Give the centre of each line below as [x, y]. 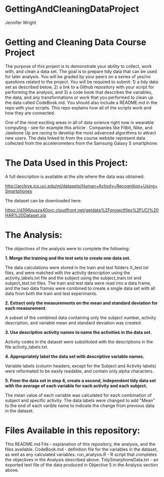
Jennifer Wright [21, 22]
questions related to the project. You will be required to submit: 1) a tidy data [82, 82]
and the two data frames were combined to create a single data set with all [80, 288]
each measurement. [26, 308]
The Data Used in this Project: [67, 163]
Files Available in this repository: [73, 430]
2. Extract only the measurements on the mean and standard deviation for [82, 303]
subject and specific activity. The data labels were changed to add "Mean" [80, 400]
